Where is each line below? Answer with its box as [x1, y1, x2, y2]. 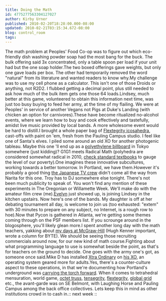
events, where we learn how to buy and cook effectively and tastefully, [5, 117, 150, 123]
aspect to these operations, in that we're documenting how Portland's [5, 264, 148, 270]
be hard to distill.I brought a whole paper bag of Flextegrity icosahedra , [5, 127, 151, 133]
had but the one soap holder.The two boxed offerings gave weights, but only [5, 64, 161, 70]
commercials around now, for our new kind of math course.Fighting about [5, 238, 155, 244]
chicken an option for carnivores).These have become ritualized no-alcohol [5, 112, 159, 118]
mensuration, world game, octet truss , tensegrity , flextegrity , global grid [5, 275, 152, 281]
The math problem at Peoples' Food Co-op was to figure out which [5, 48, 142, 55]
